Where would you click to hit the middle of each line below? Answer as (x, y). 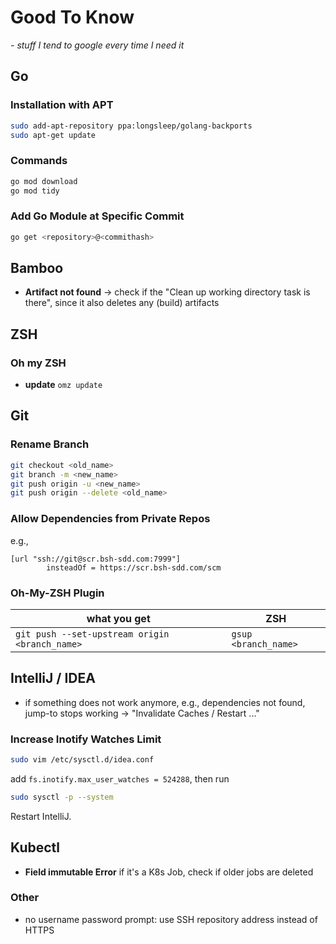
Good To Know (72, 17)
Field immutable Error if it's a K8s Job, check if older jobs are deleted (169, 872)
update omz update (63, 385)
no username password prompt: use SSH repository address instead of (171, 919)
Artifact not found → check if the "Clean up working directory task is (167, 292)
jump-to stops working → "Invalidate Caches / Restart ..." (142, 713)
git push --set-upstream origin (92, 634)
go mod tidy (35, 191)
